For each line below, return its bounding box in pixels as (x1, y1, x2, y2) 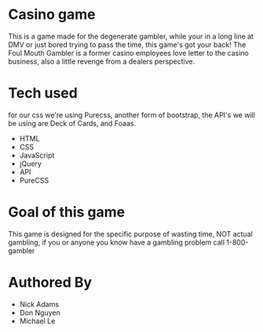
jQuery (19, 159, 42, 168)
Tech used (8, 84, 79, 102)
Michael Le (19, 316, 56, 326)
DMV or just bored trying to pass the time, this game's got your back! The (8, 39, 247, 49)
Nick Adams (19, 299, 60, 308)
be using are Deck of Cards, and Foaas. (8, 118, 137, 127)
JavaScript (19, 150, 55, 160)
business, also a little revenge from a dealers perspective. (8, 57, 195, 66)
